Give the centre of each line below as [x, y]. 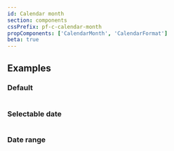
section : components [38, 20]
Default [20, 88]
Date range [26, 140]
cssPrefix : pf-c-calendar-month [54, 27]
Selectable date [34, 114]
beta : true [23, 40]
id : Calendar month [36, 14]
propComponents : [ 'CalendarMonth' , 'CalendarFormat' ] [88, 33]
